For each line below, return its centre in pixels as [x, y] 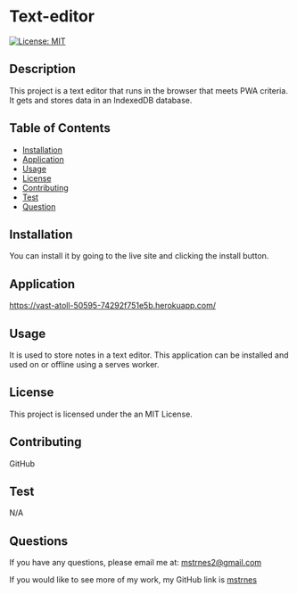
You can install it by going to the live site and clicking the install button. [139, 256]
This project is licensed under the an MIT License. [101, 414]
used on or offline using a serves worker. [84, 364]
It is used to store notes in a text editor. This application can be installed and [149, 355]
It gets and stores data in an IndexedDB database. [101, 100]
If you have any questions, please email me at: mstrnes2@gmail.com [136, 563]
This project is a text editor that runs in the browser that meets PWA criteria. [148, 90]
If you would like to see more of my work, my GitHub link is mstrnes [133, 580]
